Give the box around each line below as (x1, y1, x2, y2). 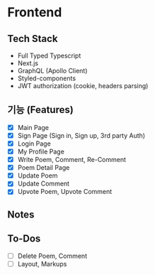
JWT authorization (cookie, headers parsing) (17, 82, 149, 90)
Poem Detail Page (17, 163, 70, 172)
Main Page (17, 123, 50, 131)
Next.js (17, 59, 39, 68)
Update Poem (17, 171, 58, 180)
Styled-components (17, 74, 76, 82)
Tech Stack (7, 33, 58, 45)
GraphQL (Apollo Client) (17, 67, 88, 75)
